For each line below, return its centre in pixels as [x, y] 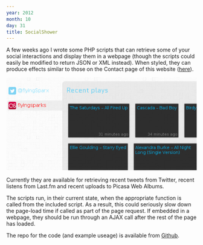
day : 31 [16, 25]
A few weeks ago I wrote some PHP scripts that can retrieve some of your [98, 50]
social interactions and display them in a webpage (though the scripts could [101, 56]
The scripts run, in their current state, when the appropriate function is [94, 198]
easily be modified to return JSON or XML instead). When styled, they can [98, 63]
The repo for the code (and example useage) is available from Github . [93, 235]
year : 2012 [20, 13]
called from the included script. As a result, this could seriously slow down [99, 204]
